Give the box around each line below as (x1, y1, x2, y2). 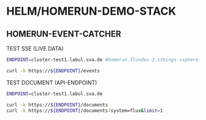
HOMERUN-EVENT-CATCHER (6, 29, 121, 39)
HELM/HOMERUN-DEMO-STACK (6, 4, 177, 18)
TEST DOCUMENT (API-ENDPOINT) (6, 78, 97, 86)
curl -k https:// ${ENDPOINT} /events (6, 67, 100, 74)
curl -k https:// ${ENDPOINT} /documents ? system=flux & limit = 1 (6, 107, 164, 114)
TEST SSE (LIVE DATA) (6, 45, 64, 52)
